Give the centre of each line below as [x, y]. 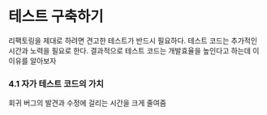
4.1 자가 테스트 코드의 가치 [56, 83]
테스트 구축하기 [56, 17]
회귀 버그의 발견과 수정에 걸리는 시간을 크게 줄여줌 [87, 103]
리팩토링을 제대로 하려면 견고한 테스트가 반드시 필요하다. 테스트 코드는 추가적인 [133, 40]
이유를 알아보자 [32, 61]
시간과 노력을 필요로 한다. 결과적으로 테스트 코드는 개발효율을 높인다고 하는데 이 [134, 50]
